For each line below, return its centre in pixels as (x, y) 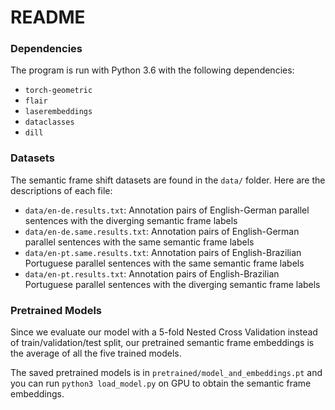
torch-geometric (58, 91)
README (48, 17)
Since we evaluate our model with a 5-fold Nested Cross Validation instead (164, 332)
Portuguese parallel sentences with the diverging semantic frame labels (172, 284)
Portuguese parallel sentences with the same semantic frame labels (164, 263)
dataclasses (49, 122)
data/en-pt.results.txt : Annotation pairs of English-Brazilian (152, 273)
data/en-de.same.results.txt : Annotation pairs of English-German (162, 231)
